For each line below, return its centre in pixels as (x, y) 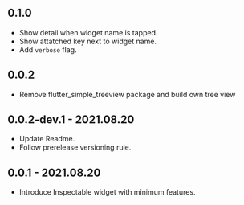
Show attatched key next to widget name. (88, 41)
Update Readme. (47, 139)
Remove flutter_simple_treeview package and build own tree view (127, 94)
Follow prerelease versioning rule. (75, 147)
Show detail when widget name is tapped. (88, 32)
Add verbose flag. (48, 49)
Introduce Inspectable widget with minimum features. (107, 192)
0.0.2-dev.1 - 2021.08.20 (71, 120)
